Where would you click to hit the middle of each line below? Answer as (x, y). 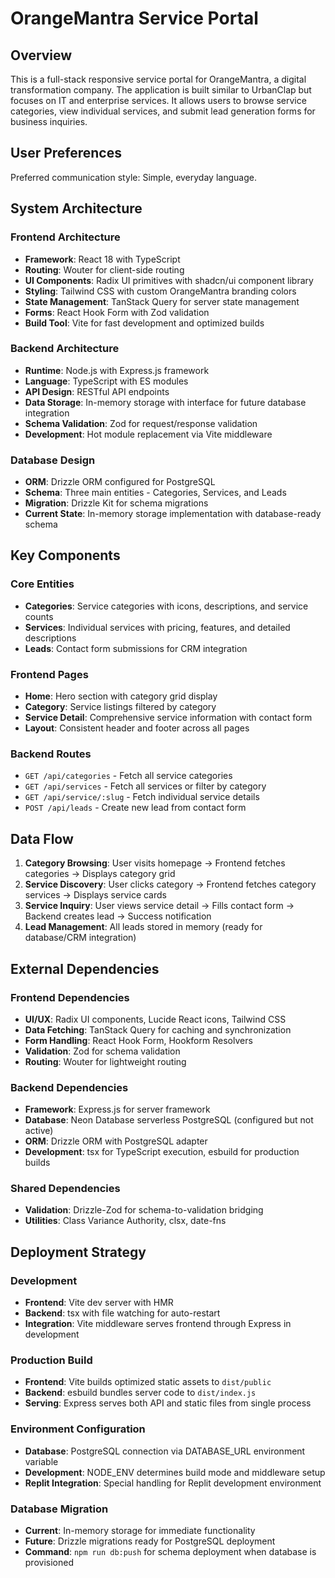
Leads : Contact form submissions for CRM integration (136, 648)
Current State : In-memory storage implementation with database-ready (173, 514)
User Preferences (66, 153)
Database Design (53, 460)
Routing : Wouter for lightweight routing (105, 1061)
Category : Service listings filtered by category (120, 707)
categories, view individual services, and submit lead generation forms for (163, 111)
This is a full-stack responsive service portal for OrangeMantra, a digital (158, 79)
